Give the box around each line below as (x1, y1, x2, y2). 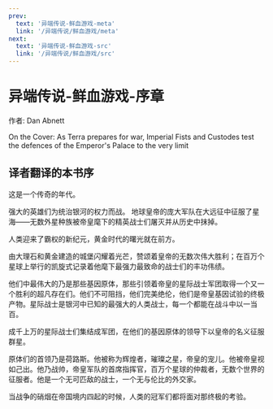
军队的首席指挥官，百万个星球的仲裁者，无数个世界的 (86, 363, 265, 374)
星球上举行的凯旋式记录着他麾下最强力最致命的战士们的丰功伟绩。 (8, 261, 229, 271)
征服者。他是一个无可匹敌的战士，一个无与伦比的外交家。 (8, 374, 201, 384)
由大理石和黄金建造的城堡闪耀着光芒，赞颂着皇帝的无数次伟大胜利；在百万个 (8, 251, 265, 261)
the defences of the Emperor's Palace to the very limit (8, 140, 189, 150)
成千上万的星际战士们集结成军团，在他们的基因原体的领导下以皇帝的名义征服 (8, 326, 265, 336)
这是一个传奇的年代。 (8, 189, 80, 199)
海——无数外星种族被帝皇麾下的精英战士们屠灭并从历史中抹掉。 (8, 216, 222, 226)
